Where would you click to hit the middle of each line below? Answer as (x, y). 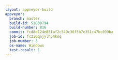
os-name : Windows (27, 45)
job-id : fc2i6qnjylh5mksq (36, 37)
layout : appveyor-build (29, 9)
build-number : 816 (28, 28)
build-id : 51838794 (29, 23)
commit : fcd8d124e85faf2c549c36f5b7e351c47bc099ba (61, 32)
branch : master (25, 18)
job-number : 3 (23, 41)
